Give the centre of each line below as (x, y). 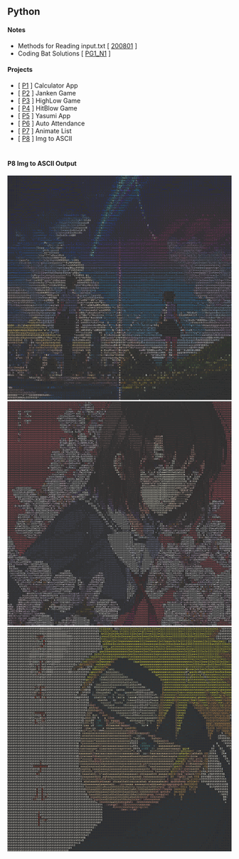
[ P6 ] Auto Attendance (51, 123)
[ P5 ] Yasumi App (44, 115)
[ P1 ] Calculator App (48, 85)
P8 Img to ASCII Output (42, 163)
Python (24, 12)
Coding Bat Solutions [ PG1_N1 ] (64, 53)
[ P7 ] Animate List (44, 130)
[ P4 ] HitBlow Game (48, 108)
